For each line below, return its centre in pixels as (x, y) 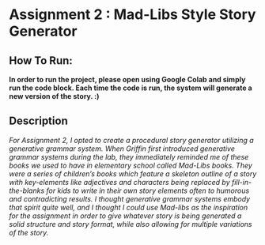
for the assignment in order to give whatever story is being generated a (125, 216)
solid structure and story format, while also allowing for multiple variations (131, 224)
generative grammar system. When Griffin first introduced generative (122, 149)
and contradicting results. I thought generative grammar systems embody (130, 198)
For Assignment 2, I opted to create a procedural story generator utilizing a (131, 140)
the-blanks (27, 190)
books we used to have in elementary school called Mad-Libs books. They (131, 165)
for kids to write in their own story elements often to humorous (148, 190)
